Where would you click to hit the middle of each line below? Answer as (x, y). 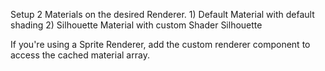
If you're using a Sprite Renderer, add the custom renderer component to (160, 44)
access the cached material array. (80, 55)
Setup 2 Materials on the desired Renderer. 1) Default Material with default (162, 14)
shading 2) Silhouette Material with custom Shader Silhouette (136, 25)
